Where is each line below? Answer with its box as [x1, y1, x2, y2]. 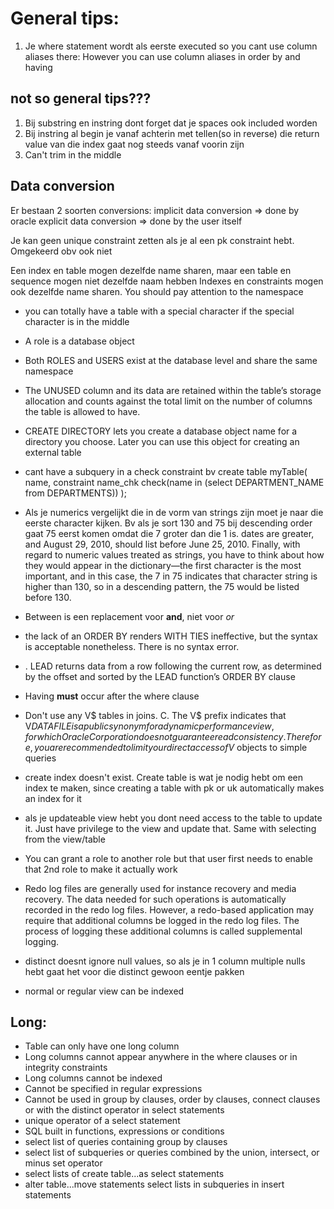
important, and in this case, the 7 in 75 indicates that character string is [24, 570, 318, 582]
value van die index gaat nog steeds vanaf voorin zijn [24, 138, 245, 150]
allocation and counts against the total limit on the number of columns [24, 395, 313, 407]
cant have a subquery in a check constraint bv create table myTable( [24, 465, 308, 477]
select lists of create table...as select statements [24, 1168, 225, 1180]
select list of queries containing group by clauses [24, 1136, 228, 1148]
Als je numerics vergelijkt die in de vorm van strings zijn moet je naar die [24, 506, 324, 518]
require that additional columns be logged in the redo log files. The [24, 914, 300, 926]
